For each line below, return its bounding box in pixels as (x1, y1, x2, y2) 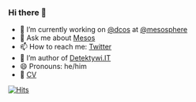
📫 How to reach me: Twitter (19, 42, 112, 52)
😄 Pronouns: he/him (19, 62, 87, 71)
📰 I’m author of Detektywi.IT (19, 53, 111, 63)
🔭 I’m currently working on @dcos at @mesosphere (19, 25, 188, 35)
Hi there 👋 (8, 7, 47, 18)
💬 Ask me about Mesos (19, 33, 96, 42)
